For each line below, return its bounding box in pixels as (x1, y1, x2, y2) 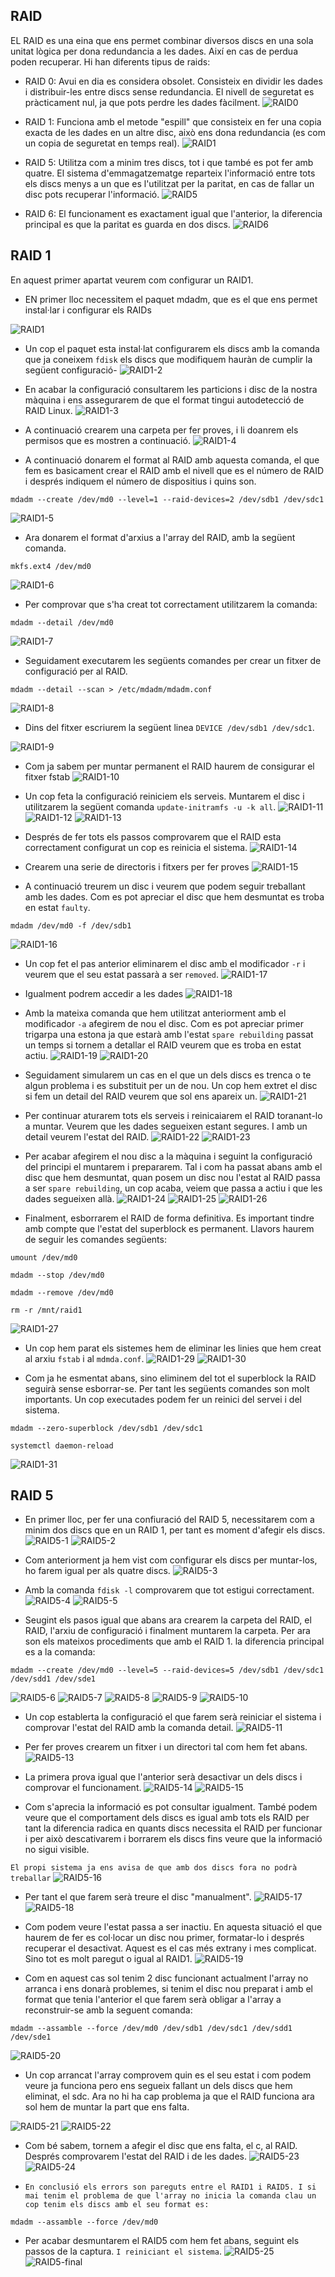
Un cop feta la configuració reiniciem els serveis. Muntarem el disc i (24, 790, 305, 802)
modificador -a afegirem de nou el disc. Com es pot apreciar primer (24, 1017, 304, 1029)
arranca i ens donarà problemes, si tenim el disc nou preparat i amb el (24, 1983, 314, 1995)
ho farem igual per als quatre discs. (24, 1565, 171, 1577)
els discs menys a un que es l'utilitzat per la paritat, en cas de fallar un (24, 177, 315, 189)
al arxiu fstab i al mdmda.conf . (24, 1352, 145, 1364)
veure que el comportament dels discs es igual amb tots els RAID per (24, 1812, 310, 1824)
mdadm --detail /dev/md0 (10, 617, 114, 628)
